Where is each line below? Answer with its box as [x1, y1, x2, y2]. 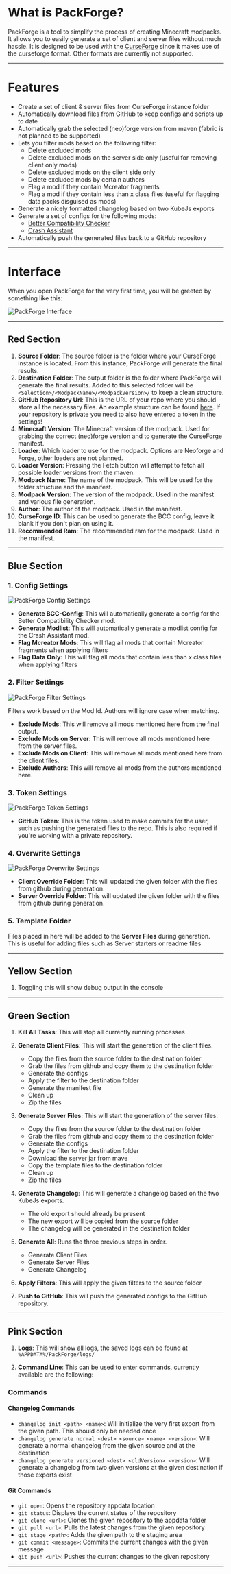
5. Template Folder [8, 917, 71, 926]
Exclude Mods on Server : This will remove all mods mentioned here [17, 734, 210, 742]
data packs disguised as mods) [27, 197, 117, 205]
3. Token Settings [8, 788, 68, 797]
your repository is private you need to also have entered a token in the [17, 410, 217, 418]
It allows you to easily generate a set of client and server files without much [8, 34, 221, 43]
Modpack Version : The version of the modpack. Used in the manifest [17, 490, 215, 498]
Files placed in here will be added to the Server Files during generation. [8, 932, 211, 940]
